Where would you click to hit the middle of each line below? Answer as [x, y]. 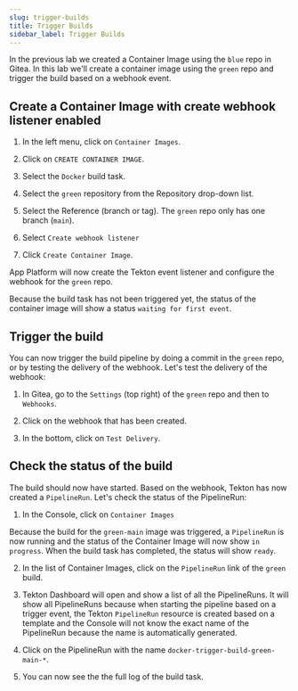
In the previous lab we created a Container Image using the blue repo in [141, 60]
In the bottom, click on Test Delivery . [91, 438]
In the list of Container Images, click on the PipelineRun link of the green [154, 568]
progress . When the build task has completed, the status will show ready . [143, 550]
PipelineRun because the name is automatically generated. [129, 632]
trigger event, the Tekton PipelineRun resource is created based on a [149, 613]
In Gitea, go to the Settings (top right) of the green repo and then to [145, 394]
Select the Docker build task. [74, 177]
